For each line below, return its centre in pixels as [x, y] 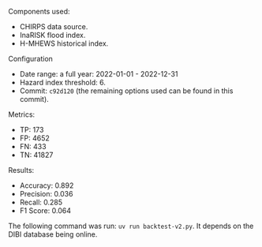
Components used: [39, 11]
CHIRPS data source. [54, 26]
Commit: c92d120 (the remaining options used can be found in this [126, 91]
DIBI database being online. [53, 234]
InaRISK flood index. [52, 35]
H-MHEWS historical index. [64, 43]
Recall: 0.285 [41, 202]
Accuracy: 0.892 [47, 185]
